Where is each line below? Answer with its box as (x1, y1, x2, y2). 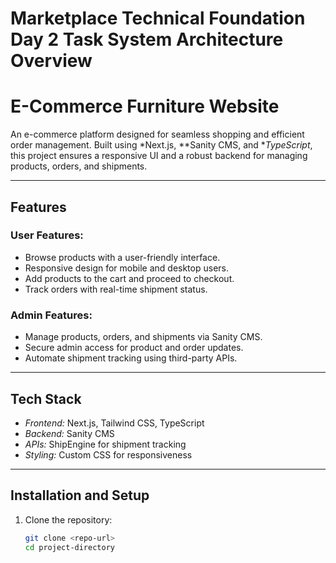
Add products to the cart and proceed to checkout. (24, 272, 235, 284)
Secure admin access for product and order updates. (24, 342, 244, 354)
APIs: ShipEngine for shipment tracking (24, 438, 187, 450)
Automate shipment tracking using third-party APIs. (24, 352, 238, 364)
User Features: (10, 228, 84, 242)
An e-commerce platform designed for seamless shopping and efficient (10, 128, 305, 141)
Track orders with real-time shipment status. (24, 283, 208, 295)
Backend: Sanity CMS (24, 427, 115, 439)
